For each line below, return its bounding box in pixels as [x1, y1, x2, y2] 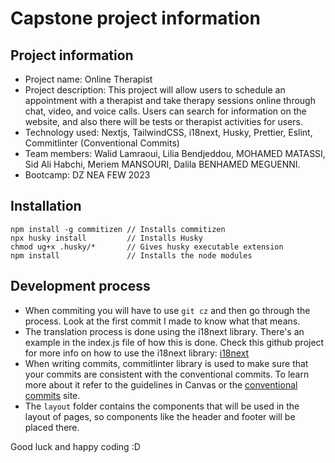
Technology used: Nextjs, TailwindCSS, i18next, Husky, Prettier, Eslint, [24, 127, 313, 138]
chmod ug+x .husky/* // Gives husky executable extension [10, 242, 284, 252]
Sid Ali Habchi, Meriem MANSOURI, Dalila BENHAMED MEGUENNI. [24, 158, 301, 170]
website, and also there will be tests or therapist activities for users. [24, 116, 303, 127]
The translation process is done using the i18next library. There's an [24, 325, 305, 337]
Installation [10, 198, 82, 215]
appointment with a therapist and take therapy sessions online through [24, 95, 316, 106]
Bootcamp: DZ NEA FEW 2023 [24, 169, 151, 181]
